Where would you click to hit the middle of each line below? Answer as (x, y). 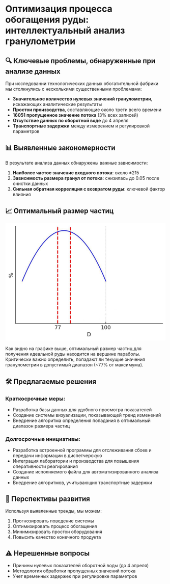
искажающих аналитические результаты (57, 104)
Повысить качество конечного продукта (57, 537)
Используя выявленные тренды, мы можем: (53, 511)
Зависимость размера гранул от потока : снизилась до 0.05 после (86, 178)
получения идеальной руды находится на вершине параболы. (73, 354)
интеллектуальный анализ (65, 31)
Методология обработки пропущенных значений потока (74, 571)
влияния (22, 194)
